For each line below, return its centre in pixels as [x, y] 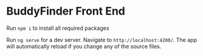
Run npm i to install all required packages [58, 28]
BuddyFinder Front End [66, 11]
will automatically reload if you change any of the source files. [84, 46]
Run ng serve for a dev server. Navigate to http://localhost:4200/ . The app [102, 40]
